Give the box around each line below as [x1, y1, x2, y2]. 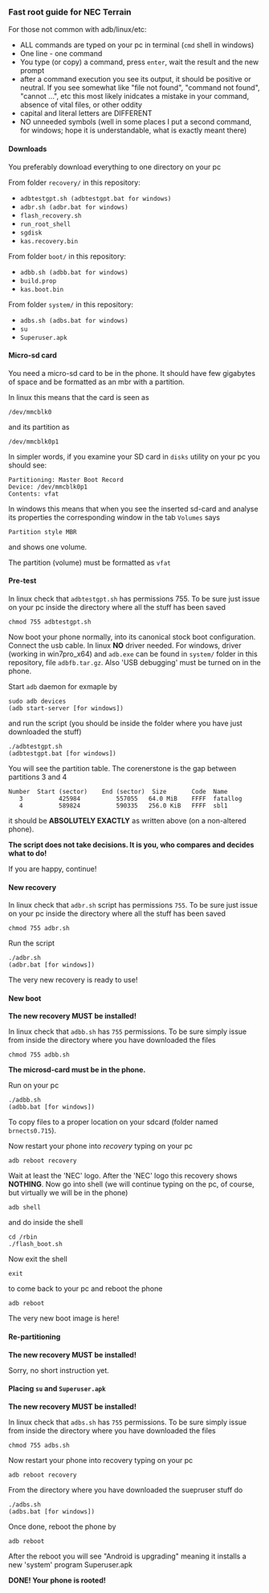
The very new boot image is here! [8, 1313, 120, 1323]
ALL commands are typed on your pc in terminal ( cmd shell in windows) [19, 40, 255, 50]
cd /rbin [8, 1233, 38, 1241]
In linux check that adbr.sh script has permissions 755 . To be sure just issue [8, 901, 259, 910]
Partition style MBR [8, 528, 78, 536]
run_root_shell [19, 220, 71, 228]
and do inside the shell [8, 1218, 84, 1227]
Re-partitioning [8, 1332, 61, 1342]
